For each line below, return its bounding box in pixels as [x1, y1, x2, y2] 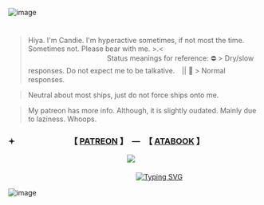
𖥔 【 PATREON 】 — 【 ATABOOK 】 [8, 136, 205, 147]
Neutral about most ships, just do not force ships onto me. [27, 90, 219, 100]
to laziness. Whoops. [27, 114, 97, 124]
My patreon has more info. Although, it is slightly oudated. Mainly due [27, 106, 257, 116]
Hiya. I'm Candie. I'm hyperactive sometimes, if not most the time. [27, 36, 245, 45]
